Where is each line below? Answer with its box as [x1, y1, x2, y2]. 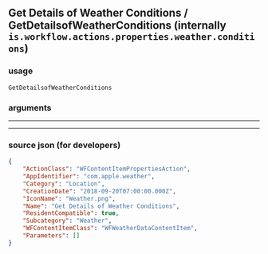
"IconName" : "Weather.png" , [22, 194, 116, 202]
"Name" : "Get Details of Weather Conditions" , [22, 202, 180, 210]
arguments [8, 102, 52, 113]
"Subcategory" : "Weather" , [22, 217, 112, 225]
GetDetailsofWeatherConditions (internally [8, 19, 227, 33]
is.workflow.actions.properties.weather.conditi [8, 31, 255, 43]
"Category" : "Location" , [22, 179, 105, 188]
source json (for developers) [8, 139, 121, 150]
